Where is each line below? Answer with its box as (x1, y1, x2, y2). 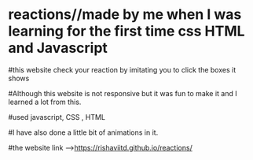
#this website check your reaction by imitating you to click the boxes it (8, 65, 236, 74)
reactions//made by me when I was (8, 6, 242, 24)
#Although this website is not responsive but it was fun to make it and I (8, 88, 237, 98)
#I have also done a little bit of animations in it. (8, 128, 159, 137)
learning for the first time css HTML (8, 22, 245, 40)
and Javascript (8, 39, 108, 57)
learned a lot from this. (8, 97, 82, 106)
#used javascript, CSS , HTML (8, 112, 106, 121)
